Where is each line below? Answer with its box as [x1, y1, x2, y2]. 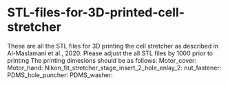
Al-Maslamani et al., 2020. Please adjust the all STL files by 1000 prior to [7, 49, 214, 57]
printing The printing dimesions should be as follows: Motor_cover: [7, 56, 197, 64]
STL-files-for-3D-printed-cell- [7, 5, 185, 20]
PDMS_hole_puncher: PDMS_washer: [7, 70, 113, 79]
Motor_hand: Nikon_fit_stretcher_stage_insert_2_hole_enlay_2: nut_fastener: [7, 63, 222, 72]
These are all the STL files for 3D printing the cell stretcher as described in [7, 42, 219, 50]
